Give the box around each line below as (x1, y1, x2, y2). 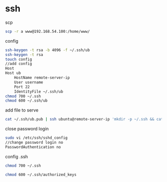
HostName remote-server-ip (14, 75, 70, 80)
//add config (5, 61, 32, 66)
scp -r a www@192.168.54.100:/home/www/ (5, 29, 90, 34)
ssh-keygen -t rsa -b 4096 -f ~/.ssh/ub (5, 48, 90, 53)
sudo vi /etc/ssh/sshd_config (5, 135, 68, 140)
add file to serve (5, 107, 39, 113)
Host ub (5, 70, 21, 76)
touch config (5, 57, 32, 62)
